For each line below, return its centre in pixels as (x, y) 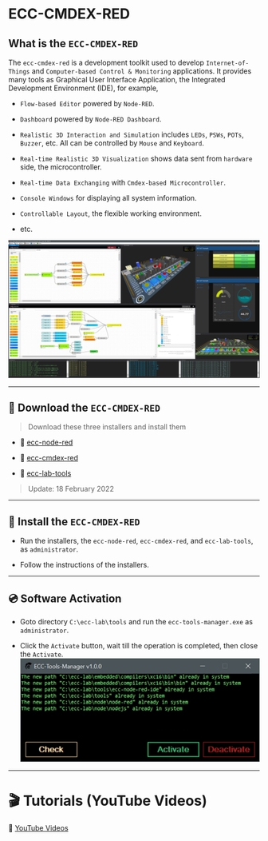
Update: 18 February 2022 (71, 489)
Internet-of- (228, 63)
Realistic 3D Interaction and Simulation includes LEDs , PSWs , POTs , (132, 134)
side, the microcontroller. (61, 167)
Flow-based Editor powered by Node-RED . (87, 104)
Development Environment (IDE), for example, (83, 88)
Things (19, 72)
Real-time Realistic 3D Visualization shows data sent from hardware (136, 158)
